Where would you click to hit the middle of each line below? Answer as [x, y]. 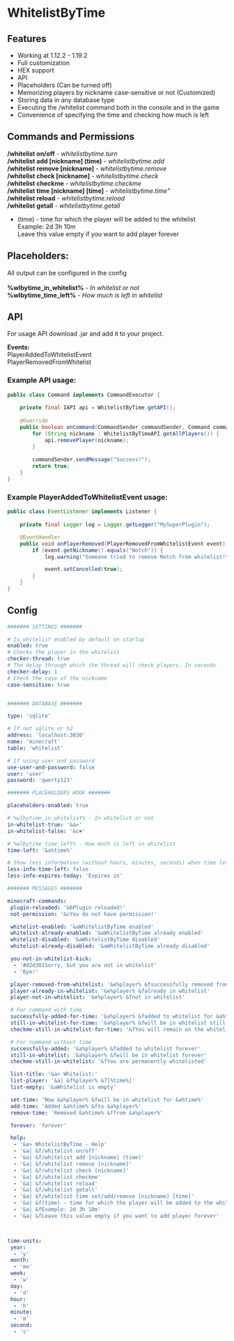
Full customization [43, 63]
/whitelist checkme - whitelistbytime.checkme [74, 183]
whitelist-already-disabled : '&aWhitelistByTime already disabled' [110, 946]
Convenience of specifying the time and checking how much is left [113, 115]
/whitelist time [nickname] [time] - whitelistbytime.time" [89, 191]
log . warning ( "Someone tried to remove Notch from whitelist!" [136, 557]
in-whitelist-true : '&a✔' [45, 825]
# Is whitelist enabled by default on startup [76, 639]
